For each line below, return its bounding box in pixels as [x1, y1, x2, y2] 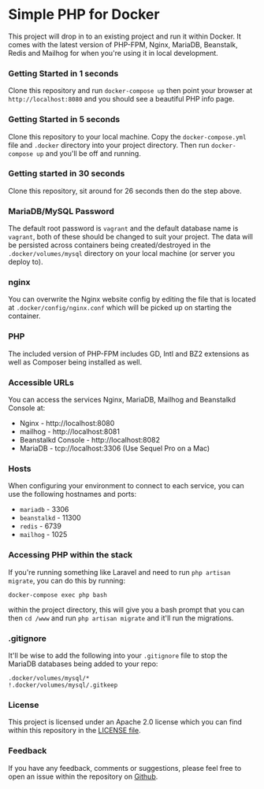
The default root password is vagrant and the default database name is [8, 224, 239, 233]
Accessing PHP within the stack [8, 550, 133, 561]
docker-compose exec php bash [8, 591, 108, 599]
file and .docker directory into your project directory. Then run [8, 140, 210, 150]
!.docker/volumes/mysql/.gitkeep [8, 681, 118, 689]
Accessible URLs [8, 376, 75, 387]
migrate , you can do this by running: [8, 576, 126, 585]
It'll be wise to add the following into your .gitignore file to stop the [8, 650, 228, 660]
